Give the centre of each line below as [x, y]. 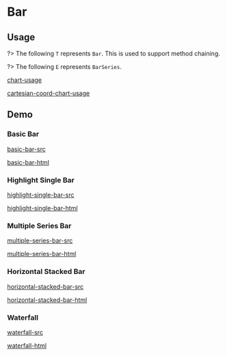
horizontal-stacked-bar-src [45, 286]
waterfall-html [27, 345]
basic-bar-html [28, 162]
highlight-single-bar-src [41, 195]
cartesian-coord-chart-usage [49, 93]
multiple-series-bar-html [42, 254]
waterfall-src [25, 332]
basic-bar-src [26, 149]
